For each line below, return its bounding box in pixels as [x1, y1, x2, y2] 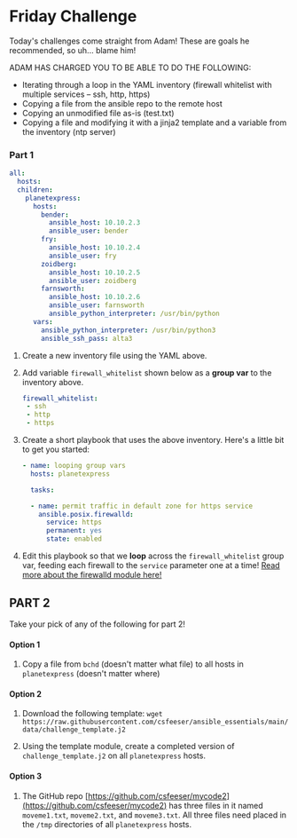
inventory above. [21, 376, 84, 387]
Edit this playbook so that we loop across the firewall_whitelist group [21, 550, 285, 561]
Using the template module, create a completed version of [21, 741, 235, 752]
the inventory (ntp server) [21, 126, 117, 137]
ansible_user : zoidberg [48, 276, 137, 285]
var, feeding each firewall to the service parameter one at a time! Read [21, 560, 281, 571]
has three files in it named [168, 800, 263, 810]
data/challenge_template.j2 [21, 725, 126, 734]
